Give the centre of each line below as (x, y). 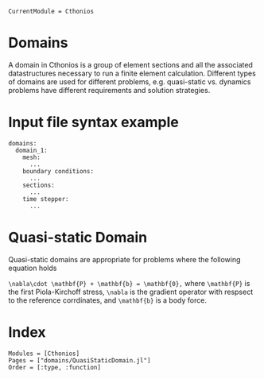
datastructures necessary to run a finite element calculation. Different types (132, 73)
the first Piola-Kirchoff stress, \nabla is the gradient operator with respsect (130, 292)
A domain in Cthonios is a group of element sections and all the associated (130, 64)
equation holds (33, 268)
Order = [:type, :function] (55, 367)
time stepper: (46, 199)
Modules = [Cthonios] (44, 354)
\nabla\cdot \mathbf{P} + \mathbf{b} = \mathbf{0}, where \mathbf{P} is (129, 283)
